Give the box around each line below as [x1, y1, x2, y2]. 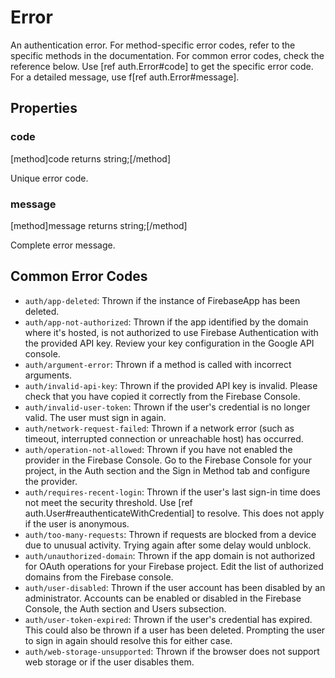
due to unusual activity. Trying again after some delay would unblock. [24, 539, 312, 551]
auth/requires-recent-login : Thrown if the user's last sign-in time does [24, 486, 321, 498]
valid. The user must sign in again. [24, 411, 167, 423]
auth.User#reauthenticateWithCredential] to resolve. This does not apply [24, 507, 325, 519]
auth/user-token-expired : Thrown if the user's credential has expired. [24, 613, 313, 625]
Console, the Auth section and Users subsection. [24, 602, 227, 615]
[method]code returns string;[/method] [10, 152, 172, 165]
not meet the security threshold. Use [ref [24, 496, 193, 508]
